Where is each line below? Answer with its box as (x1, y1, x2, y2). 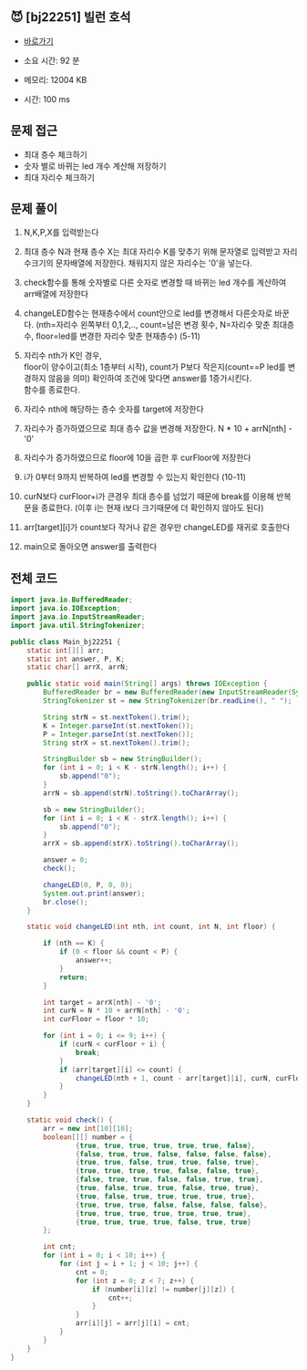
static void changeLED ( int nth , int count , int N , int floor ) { (26, 922, 276, 932)
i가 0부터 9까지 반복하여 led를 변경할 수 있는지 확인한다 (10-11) (23, 472, 247, 483)
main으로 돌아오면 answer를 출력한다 (23, 541, 158, 552)
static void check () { (26, 1115, 113, 1124)
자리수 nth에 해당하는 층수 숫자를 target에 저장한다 (23, 403, 204, 414)
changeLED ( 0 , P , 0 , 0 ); (43, 880, 133, 889)
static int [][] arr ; (26, 645, 105, 655)
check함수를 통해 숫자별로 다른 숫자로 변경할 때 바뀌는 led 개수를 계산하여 (23, 277, 287, 288)
